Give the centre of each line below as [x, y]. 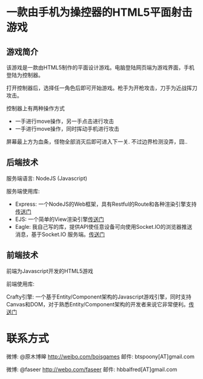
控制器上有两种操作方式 [35, 108]
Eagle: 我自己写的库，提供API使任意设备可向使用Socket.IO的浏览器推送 [104, 226]
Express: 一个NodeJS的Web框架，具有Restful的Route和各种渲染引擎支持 [106, 204]
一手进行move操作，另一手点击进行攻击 [64, 121]
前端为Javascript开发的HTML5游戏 [50, 271]
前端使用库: [21, 284]
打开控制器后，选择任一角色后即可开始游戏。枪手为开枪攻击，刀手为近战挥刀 [102, 88]
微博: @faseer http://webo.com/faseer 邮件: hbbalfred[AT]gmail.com [92, 369]
